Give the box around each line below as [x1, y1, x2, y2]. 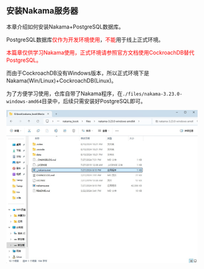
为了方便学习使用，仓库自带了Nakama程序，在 [6, 90, 123, 97]
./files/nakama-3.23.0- [122, 90, 183, 97]
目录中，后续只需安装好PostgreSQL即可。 [41, 97, 146, 104]
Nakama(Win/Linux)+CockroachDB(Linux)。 [6, 77, 117, 84]
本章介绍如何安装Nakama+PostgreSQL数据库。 [6, 23, 124, 30]
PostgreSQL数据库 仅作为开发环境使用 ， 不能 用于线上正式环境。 [6, 36, 164, 43]
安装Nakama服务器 [6, 5, 78, 16]
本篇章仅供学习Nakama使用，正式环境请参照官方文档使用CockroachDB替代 [6, 49, 195, 56]
